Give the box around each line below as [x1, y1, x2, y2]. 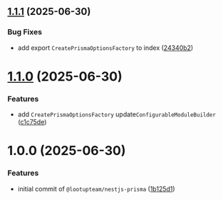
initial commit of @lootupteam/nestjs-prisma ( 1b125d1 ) [17, 184, 176, 193]
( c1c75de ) [17, 118, 47, 126]
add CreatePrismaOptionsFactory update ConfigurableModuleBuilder [17, 110, 216, 119]
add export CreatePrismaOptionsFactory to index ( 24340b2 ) [17, 43, 194, 52]
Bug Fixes [7, 27, 43, 37]
